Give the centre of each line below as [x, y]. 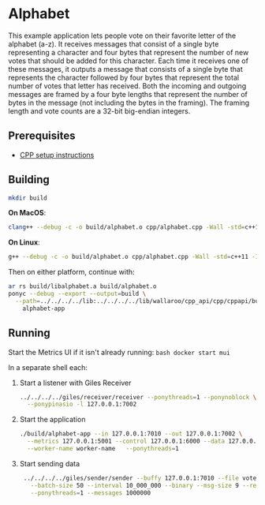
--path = [28, 301]
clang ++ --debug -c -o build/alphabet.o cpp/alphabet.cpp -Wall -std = [127, 227]
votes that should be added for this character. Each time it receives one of [128, 61]
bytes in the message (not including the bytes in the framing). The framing [129, 103]
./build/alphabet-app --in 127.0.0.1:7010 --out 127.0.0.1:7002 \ [131, 434]
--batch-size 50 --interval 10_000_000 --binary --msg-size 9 [134, 485]
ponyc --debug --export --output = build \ [77, 294]
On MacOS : [27, 213]
